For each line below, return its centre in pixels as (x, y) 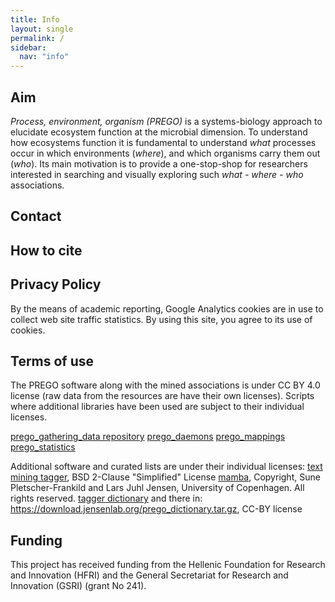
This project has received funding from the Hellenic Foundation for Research (168, 565)
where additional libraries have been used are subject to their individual (157, 407)
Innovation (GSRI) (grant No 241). (78, 586)
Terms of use (52, 361)
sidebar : (28, 47)
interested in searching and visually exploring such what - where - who (157, 174)
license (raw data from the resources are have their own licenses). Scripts (162, 396)
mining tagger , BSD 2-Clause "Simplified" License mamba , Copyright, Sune (165, 477)
